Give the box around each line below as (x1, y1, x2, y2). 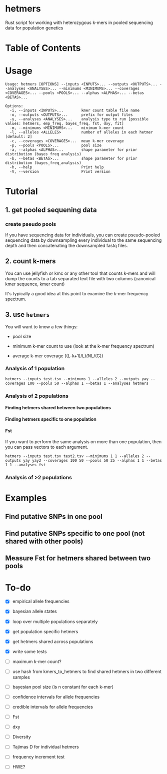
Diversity (12, 734, 31, 740)
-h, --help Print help (9, 165, 104, 170)
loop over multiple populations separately (12, 618, 98, 625)
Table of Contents (5, 42, 81, 54)
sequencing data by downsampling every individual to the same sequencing (5, 237, 162, 243)
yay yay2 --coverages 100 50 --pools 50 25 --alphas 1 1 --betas (23, 458, 162, 463)
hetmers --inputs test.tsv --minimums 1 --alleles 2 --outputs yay (5, 376, 149, 381)
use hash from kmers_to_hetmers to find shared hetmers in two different (12, 668, 161, 675)
